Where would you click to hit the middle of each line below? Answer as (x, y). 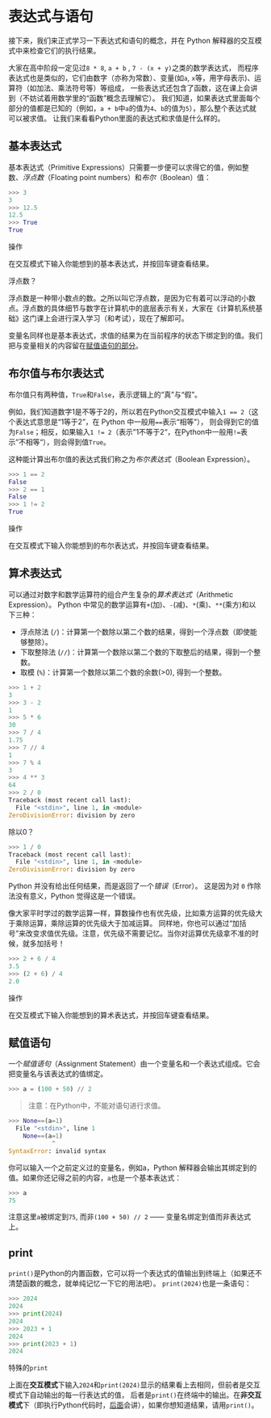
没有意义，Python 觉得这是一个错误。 (77, 896)
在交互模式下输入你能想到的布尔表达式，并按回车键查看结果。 (111, 545)
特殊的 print (28, 1368)
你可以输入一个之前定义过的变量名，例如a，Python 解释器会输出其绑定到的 (133, 1168)
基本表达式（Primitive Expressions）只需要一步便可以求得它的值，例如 (125, 167)
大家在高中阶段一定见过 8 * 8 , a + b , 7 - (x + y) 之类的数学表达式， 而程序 (134, 67)
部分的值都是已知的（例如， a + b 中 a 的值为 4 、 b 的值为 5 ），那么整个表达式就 (132, 108)
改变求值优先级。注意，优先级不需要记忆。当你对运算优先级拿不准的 (139, 933)
